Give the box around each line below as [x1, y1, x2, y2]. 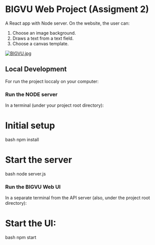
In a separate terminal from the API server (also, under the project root [5, 195, 150, 201]
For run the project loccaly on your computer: [5, 78, 99, 84]
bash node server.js [5, 171, 46, 177]
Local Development [5, 65, 67, 73]
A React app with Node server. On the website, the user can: [5, 20, 130, 26]
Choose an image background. [12, 30, 76, 36]
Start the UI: [5, 218, 56, 229]
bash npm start [5, 234, 36, 240]
